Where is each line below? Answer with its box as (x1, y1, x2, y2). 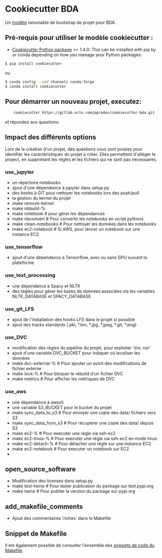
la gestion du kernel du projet (12, 195, 71, 201)
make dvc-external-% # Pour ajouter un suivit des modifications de (12, 360, 147, 366)
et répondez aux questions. (5, 119, 60, 125)
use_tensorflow (5, 243, 43, 250)
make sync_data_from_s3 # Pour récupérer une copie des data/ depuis (12, 420, 154, 426)
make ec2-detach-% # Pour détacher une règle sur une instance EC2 (12, 441, 151, 446)
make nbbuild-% (12, 205, 46, 211)
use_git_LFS (5, 305, 34, 312)
